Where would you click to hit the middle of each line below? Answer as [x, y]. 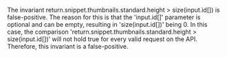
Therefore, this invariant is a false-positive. [68, 46]
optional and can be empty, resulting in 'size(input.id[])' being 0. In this [107, 24]
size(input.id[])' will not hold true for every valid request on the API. [102, 39]
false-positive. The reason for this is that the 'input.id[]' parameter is [104, 17]
